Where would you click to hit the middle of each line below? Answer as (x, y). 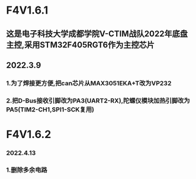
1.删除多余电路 (27, 170)
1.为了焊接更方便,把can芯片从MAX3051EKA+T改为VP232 (89, 83)
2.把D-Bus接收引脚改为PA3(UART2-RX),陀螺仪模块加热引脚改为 (98, 100)
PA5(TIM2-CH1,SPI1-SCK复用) (50, 109)
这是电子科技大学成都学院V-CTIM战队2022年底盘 (97, 33)
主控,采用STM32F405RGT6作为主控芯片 (81, 45)
